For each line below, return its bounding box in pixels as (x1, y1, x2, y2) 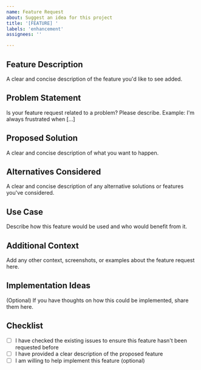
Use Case (6, 207, 44, 217)
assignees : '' (6, 32, 43, 38)
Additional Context (6, 240, 79, 251)
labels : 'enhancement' (6, 25, 64, 32)
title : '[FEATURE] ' (6, 20, 59, 26)
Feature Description (6, 59, 83, 70)
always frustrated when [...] (6, 115, 75, 123)
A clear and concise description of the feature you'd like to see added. (6, 75, 183, 82)
